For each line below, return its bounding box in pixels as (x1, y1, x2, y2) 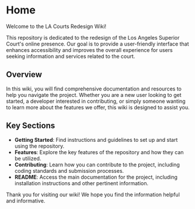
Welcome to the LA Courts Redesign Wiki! (6, 23, 107, 30)
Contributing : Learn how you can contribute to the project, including (14, 161, 180, 168)
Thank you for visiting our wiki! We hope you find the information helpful (6, 191, 180, 198)
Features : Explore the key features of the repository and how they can (14, 148, 184, 155)
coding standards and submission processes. (14, 167, 124, 174)
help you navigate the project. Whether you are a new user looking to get (6, 91, 182, 98)
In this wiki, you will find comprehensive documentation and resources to (6, 85, 182, 92)
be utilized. (14, 155, 41, 162)
